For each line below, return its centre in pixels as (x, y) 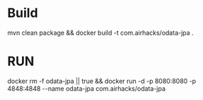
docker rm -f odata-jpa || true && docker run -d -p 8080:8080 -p (102, 81)
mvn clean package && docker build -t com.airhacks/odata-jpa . (100, 33)
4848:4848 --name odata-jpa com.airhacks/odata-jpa (87, 88)
